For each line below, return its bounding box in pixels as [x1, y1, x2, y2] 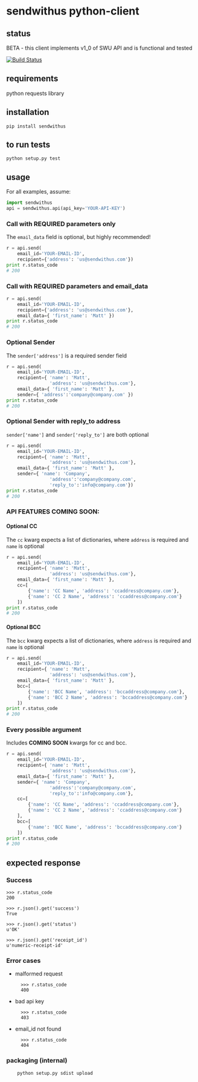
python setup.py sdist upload [17, 1070, 94, 1076]
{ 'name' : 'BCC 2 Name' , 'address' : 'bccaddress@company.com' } [28, 694, 188, 700]
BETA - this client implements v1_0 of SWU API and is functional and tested [6, 44, 193, 51]
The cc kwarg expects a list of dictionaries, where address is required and [6, 536, 189, 543]
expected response [6, 858, 81, 868]
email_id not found [14, 1025, 62, 1032]
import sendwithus [6, 200, 53, 206]
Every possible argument [6, 726, 81, 734]
